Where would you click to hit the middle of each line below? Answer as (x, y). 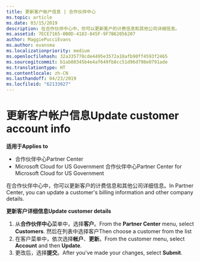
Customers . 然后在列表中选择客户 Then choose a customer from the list (103, 231)
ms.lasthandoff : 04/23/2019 (41, 79)
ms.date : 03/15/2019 (32, 23)
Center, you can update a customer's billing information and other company (100, 192)
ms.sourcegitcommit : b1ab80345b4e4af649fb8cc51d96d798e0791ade (87, 62)
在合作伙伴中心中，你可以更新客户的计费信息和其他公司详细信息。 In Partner (100, 185)
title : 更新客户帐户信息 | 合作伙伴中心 (51, 12)
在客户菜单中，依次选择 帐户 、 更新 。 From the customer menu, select (100, 239)
